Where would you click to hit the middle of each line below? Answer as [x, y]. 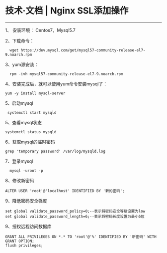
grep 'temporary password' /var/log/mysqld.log [55, 151]
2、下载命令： [20, 40]
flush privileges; [24, 246]
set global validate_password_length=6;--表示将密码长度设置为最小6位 [75, 216]
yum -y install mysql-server [35, 93]
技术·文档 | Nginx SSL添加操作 [67, 11]
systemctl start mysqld [32, 113]
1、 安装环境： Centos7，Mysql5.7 [41, 30]
